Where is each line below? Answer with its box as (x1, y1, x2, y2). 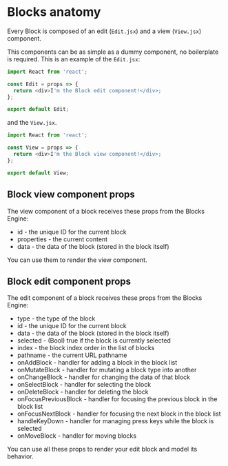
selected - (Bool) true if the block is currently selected (17, 336, 171, 345)
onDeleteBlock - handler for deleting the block (17, 387, 149, 396)
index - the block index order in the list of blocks (17, 344, 155, 352)
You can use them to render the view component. (7, 256, 147, 264)
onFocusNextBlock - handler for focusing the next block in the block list (17, 409, 221, 418)
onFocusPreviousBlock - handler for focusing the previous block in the (17, 395, 218, 403)
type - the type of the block (17, 314, 96, 323)
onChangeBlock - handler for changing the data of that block (17, 373, 191, 381)
